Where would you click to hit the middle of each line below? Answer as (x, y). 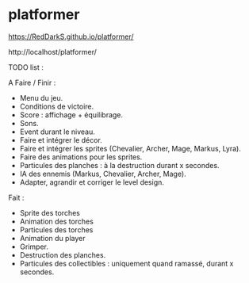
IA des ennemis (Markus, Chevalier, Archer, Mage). (103, 174)
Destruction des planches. (63, 254)
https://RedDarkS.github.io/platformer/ (71, 36)
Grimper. (34, 247)
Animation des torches (56, 221)
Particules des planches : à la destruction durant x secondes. (119, 165)
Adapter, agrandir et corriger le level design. (92, 182)
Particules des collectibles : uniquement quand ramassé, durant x (126, 263)
